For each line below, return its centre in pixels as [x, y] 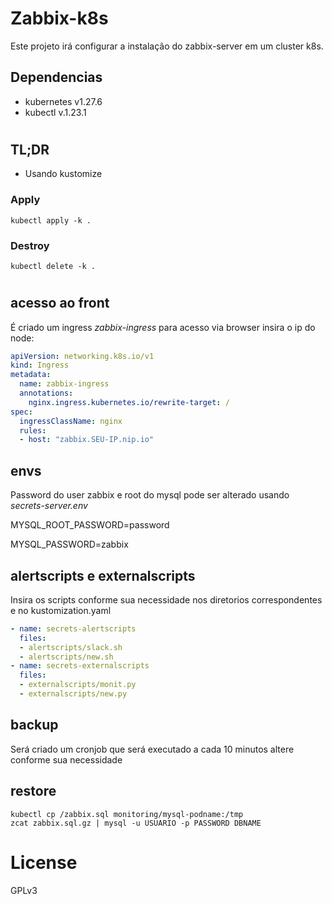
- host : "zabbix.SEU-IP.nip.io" [87, 440]
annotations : [46, 393]
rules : [33, 430]
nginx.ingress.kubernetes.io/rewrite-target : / [129, 402]
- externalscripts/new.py [73, 694]
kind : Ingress [40, 365]
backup [34, 725]
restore [33, 791]
